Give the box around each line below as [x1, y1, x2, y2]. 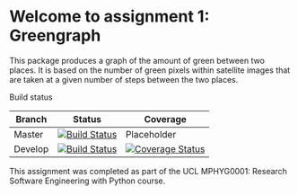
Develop [13, 142, 49, 155]
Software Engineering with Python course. [9, 175, 166, 186]
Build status [9, 92, 53, 102]
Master [13, 128, 44, 140]
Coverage [144, 112, 187, 125]
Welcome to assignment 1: [9, 6, 210, 27]
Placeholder [125, 128, 177, 140]
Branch [15, 112, 48, 125]
